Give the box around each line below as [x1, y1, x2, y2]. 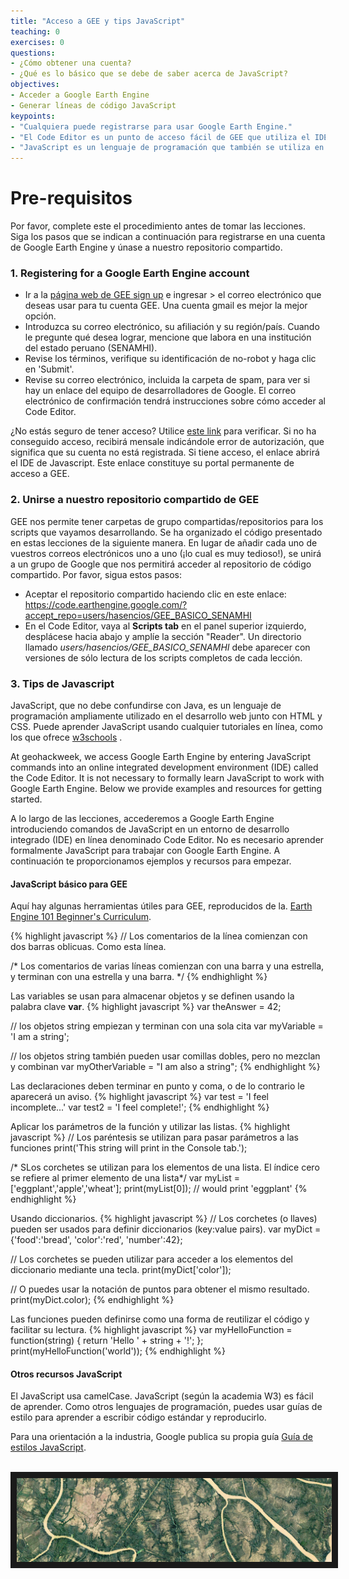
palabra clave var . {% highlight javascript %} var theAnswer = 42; [10, 1001, 282, 1013]
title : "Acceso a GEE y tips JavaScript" [10, 16, 186, 26]
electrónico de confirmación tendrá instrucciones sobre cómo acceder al [24, 395, 326, 407]
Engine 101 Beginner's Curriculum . [10, 911, 152, 923]
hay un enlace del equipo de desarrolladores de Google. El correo [24, 385, 297, 397]
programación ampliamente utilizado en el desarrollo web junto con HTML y [10, 710, 323, 722]
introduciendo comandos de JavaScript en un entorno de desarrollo [10, 823, 290, 835]
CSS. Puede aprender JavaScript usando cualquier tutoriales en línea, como [10, 720, 323, 732]
